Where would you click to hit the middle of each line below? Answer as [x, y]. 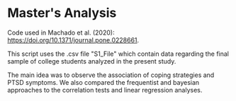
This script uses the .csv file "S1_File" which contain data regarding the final [118, 54]
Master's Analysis [62, 13]
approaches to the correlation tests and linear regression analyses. [105, 90]
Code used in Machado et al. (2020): [61, 32]
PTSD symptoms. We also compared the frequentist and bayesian [103, 82]
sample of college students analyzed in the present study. [92, 61]
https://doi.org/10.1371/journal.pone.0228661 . [73, 40]
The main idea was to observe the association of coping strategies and [111, 75]
